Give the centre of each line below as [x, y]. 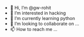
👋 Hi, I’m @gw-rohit [31, 8]
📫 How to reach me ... [34, 29]
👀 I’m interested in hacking [38, 13]
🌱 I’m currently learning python [43, 18]
